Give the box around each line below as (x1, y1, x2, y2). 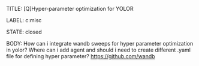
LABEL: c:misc (6, 17, 42, 23)
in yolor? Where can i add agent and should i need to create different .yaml (6, 46, 191, 53)
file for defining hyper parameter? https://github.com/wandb (6, 53, 155, 59)
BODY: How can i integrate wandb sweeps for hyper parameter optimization (6, 40, 194, 47)
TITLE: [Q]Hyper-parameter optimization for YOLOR (6, 5, 134, 12)
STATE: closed (6, 28, 42, 35)
